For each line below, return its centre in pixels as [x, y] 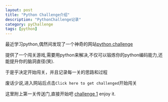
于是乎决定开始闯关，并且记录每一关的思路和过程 [56, 72]
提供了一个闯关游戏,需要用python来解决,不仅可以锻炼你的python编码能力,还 [84, 55]
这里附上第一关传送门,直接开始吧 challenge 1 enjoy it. [60, 94]
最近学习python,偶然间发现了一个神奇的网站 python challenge [69, 44]
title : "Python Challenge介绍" [38, 15]
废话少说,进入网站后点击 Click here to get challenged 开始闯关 [71, 83]
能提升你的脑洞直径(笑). [30, 61]
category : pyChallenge [29, 24]
